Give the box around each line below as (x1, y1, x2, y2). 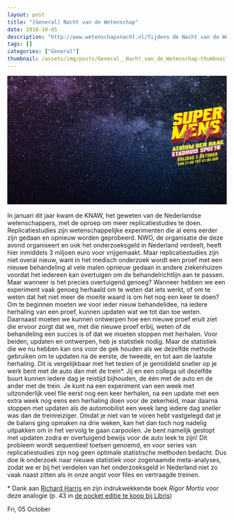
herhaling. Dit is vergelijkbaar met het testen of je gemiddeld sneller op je (7, 360, 217, 368)
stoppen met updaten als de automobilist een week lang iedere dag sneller (7, 404, 221, 413)
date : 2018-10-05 (7, 26, 58, 33)
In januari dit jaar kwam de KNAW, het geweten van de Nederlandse (7, 211, 202, 220)
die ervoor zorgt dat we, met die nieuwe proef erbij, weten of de (7, 323, 191, 331)
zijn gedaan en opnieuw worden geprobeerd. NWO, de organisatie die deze (7, 234, 224, 242)
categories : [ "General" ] (7, 48, 79, 55)
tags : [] (7, 40, 33, 48)
